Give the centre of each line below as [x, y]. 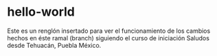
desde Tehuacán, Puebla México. [54, 45]
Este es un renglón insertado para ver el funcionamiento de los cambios [109, 31]
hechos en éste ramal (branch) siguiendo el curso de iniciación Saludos [108, 38]
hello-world [41, 12]
